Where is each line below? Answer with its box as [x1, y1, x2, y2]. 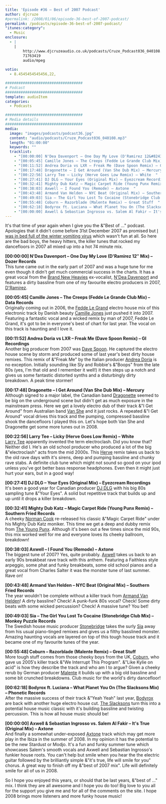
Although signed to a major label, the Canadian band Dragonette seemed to [5, 392, 159, 398]
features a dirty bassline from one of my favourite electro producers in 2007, [5, 280, 161, 285]
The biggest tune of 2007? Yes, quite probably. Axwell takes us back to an [5, 552, 157, 558]
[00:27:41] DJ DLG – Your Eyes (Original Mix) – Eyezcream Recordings [5, 480, 151, 486]
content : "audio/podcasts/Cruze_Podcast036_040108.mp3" [9, 136, 127, 141]
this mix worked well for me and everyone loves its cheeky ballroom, [5, 531, 145, 537]
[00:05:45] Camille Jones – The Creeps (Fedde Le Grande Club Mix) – [5, 294, 151, 300]
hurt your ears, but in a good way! [5, 471, 74, 476]
